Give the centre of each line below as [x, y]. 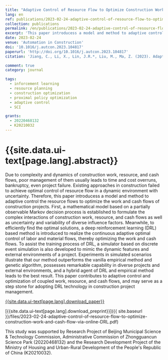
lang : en [14, 15]
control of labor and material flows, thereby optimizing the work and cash [81, 238]
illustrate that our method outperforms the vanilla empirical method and [79, 260]
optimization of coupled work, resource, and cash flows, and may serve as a [84, 281]
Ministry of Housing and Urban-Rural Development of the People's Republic [83, 347]
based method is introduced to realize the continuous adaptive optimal [78, 233]
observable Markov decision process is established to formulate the [75, 212]
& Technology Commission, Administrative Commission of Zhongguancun [81, 336]
